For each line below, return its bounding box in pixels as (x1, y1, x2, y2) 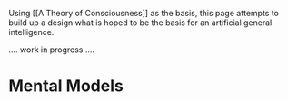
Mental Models (8, 76, 124, 96)
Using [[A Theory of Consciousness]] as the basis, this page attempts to (8, 8, 279, 18)
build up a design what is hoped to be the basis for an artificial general (8, 17, 273, 28)
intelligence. (8, 27, 55, 37)
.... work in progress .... (8, 44, 95, 55)
